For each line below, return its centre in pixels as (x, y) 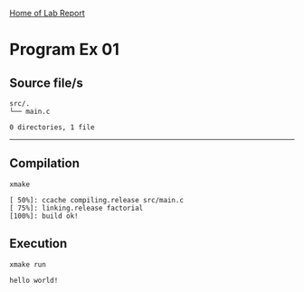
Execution (38, 244)
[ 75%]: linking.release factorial (76, 208)
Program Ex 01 (65, 50)
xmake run (28, 264)
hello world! (34, 280)
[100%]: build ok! (44, 216)
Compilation (44, 163)
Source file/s (46, 83)
